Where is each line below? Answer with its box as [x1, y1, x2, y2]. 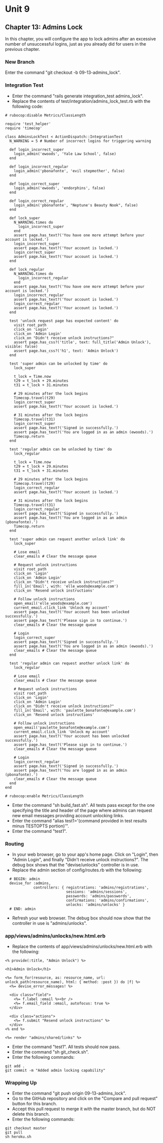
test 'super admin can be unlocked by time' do [9, 361, 108, 366]
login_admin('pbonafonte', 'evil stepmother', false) [14, 168, 125, 173]
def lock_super [9, 215, 40, 221]
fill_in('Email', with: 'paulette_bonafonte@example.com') [14, 708, 136, 713]
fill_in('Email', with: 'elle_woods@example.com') [14, 584, 119, 589]
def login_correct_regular [9, 198, 64, 204]
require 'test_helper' [5, 121, 51, 126]
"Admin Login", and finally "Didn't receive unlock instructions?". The [12, 856, 148, 862]
